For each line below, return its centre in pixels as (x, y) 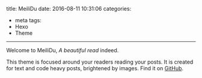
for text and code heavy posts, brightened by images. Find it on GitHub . (95, 68)
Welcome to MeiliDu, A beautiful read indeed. (63, 50)
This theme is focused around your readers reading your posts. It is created (100, 62)
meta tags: (28, 20)
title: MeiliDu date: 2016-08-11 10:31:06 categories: (69, 9)
